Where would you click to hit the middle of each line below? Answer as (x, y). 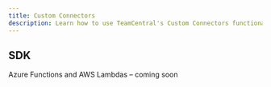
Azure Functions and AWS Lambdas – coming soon (93, 75)
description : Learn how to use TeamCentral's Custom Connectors (119, 23)
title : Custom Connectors (52, 16)
